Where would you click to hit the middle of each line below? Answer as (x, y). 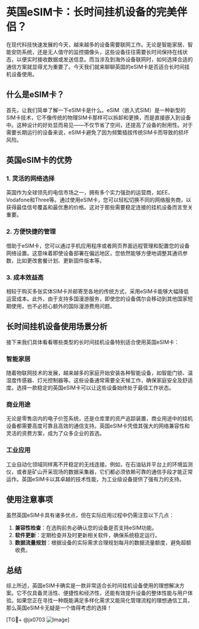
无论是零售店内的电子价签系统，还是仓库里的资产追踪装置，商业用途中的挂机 (99, 419)
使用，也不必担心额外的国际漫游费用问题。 (63, 306)
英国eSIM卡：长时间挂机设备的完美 (92, 12)
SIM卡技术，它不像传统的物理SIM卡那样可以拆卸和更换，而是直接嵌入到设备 (99, 117)
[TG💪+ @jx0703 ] (38, 620)
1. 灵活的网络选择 (31, 178)
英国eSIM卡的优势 (39, 160)
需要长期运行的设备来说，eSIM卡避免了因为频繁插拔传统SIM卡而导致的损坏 (97, 132)
